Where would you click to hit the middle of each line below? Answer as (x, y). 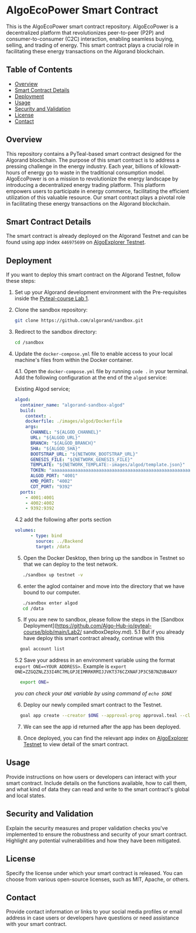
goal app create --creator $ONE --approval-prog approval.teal (99, 716)
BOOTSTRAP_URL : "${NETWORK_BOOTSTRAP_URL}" (84, 454)
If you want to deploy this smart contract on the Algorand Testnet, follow (93, 275)
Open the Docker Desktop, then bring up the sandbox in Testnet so (104, 558)
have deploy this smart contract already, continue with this (94, 638)
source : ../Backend (59, 541)
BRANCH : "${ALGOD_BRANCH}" (63, 443)
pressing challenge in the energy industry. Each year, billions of (82, 166)
